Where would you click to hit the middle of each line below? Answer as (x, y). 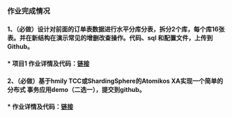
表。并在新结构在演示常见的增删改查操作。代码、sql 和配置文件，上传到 (110, 38)
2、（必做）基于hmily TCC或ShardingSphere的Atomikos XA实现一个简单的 (115, 81)
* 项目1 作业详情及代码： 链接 (48, 63)
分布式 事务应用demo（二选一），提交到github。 (76, 89)
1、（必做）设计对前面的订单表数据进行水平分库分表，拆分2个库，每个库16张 (116, 29)
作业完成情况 (29, 10)
